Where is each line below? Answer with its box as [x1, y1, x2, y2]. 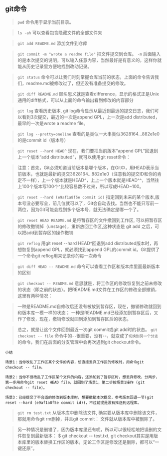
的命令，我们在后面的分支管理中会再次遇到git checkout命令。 [17, 339, 144, 345]
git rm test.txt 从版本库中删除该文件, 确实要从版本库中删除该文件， [17, 409, 160, 415]
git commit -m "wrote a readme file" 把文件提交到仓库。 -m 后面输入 [17, 50, 161, 56]
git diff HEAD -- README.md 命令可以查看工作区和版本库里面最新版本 [17, 263, 160, 269]
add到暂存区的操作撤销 [26, 229, 74, 235]
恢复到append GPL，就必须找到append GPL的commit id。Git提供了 [21, 246, 160, 252]
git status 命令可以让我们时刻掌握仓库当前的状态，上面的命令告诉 [17, 74, 155, 80]
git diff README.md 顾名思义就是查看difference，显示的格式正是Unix [17, 90, 160, 96]
